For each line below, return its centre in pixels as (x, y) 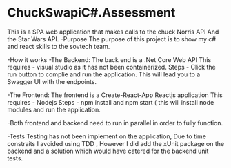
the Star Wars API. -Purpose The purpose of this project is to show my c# (111, 39)
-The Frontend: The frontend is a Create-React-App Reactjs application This (115, 95)
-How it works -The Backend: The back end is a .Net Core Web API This (109, 59)
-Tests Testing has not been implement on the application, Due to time (107, 136)
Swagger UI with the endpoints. (52, 81)
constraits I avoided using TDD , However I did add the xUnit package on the (116, 143)
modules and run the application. (54, 109)
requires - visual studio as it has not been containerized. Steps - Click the (111, 67)
